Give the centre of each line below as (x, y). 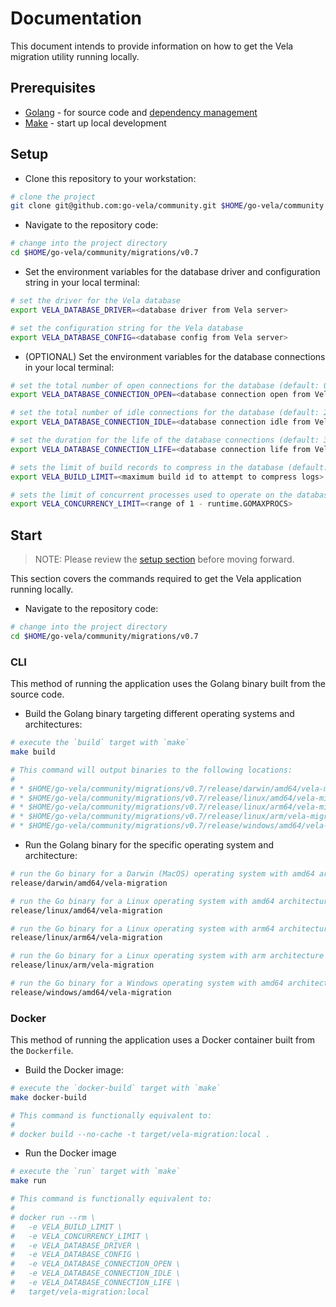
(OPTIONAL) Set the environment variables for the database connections (175, 356)
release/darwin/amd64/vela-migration (89, 883)
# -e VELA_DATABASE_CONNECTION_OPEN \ (96, 1264)
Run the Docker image (70, 1153)
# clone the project (53, 197)
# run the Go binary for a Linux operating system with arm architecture (167, 956)
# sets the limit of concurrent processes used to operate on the (151, 495)
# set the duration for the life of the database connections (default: (165, 440)
